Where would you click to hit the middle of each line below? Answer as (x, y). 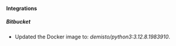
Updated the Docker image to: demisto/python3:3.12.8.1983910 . (92, 37)
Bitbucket (18, 22)
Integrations (22, 8)
